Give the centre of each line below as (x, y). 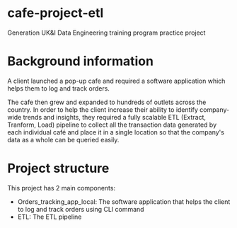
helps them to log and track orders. (58, 88)
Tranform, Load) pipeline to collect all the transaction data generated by (112, 125)
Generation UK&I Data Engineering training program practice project (106, 33)
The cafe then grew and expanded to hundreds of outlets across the (107, 102)
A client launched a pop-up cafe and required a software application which (116, 81)
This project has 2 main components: (61, 188)
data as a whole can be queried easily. (63, 139)
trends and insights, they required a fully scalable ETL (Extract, (115, 117)
